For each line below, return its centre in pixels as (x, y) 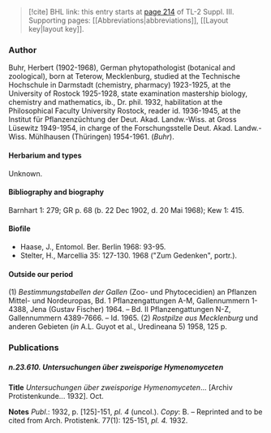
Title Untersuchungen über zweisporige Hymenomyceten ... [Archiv (120, 388)
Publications (34, 348)
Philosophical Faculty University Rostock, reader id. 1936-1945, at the (125, 111)
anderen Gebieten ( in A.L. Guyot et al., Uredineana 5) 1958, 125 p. (118, 327)
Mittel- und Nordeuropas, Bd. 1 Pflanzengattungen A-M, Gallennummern (129, 301)
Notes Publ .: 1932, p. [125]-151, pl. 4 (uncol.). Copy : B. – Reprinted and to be (135, 412)
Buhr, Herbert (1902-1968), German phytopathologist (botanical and (122, 67)
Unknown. (26, 173)
